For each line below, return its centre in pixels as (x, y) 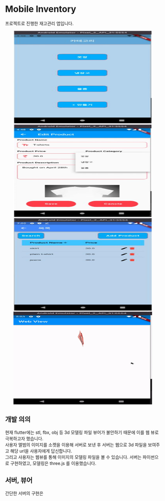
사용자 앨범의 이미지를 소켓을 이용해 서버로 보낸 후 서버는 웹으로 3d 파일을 (76, 445)
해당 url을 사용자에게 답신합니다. (41, 451)
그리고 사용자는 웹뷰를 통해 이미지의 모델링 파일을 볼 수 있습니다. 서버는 (73, 457)
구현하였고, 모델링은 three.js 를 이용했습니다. (53, 463)
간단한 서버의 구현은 (24, 493)
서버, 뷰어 (19, 480)
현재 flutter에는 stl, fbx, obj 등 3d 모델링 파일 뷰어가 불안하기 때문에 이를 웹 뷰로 (82, 432)
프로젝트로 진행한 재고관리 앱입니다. (39, 23)
